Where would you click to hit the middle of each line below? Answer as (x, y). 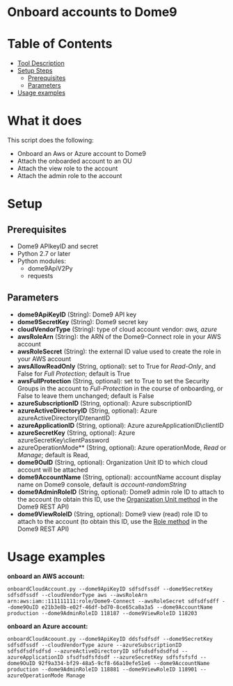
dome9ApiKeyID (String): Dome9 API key (77, 314)
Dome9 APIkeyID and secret (58, 246)
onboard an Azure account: (48, 626)
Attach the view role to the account (67, 168)
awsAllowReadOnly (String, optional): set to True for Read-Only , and (116, 366)
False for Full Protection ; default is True (74, 374)
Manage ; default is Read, (53, 455)
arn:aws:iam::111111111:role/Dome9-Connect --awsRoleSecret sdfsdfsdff (113, 601)
